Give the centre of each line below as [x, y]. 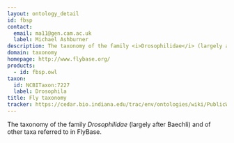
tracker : [20, 105]
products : [22, 66]
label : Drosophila [40, 91]
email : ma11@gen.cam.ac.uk [53, 33]
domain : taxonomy [32, 53]
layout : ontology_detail [43, 14]
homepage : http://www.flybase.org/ [59, 59]
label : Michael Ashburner [51, 40]
